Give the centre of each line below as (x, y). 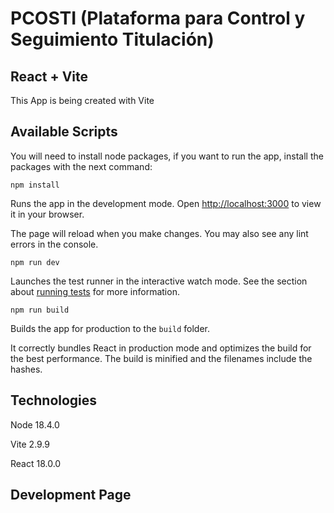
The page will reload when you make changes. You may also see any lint (159, 233)
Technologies (54, 400)
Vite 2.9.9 (30, 444)
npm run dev (35, 262)
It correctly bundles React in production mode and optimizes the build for (161, 348)
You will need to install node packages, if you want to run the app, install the (167, 156)
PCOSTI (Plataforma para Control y (158, 18)
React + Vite (49, 76)
